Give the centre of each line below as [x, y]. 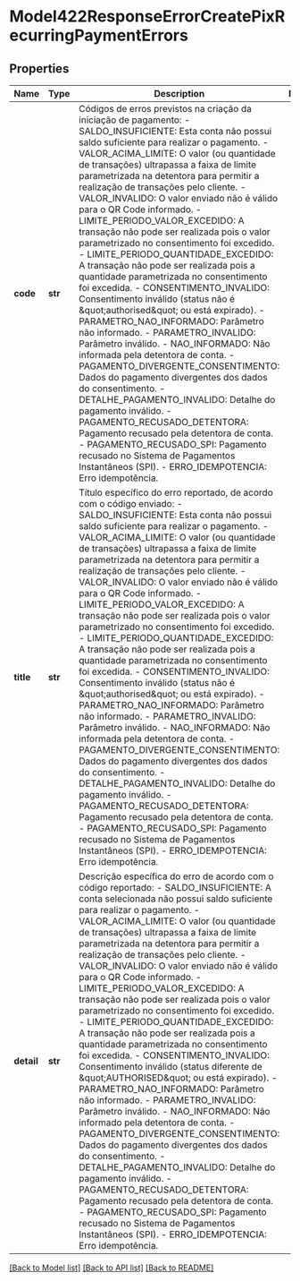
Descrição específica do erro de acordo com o [176, 876]
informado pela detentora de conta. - [157, 1123]
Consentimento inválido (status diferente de [171, 1067]
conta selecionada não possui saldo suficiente [176, 899]
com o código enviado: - [131, 504]
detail [26, 1061]
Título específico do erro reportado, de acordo [176, 492]
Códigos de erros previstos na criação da [165, 109]
